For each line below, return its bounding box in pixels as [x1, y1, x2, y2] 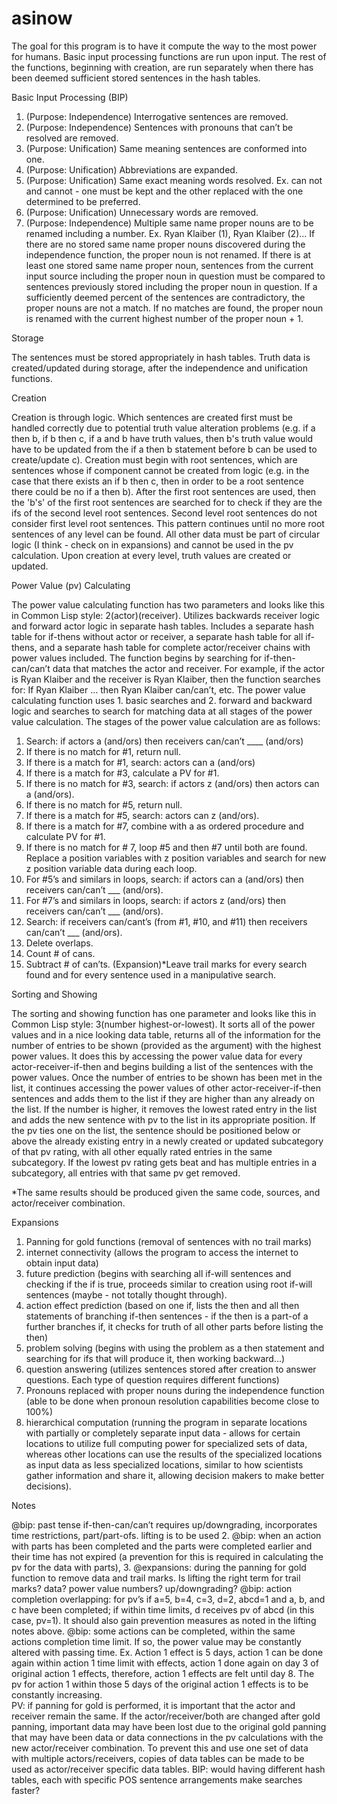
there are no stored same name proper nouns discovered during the [25, 238, 306, 250]
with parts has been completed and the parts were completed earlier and [11, 1540, 313, 1552]
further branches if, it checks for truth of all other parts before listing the [25, 1320, 324, 1332]
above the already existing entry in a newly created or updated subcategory [11, 1135, 324, 1147]
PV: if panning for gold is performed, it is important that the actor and [11, 1699, 296, 1711]
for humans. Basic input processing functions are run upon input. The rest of [11, 50, 327, 62]
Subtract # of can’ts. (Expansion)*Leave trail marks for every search [25, 958, 308, 970]
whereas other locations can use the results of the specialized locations [25, 1448, 323, 1460]
